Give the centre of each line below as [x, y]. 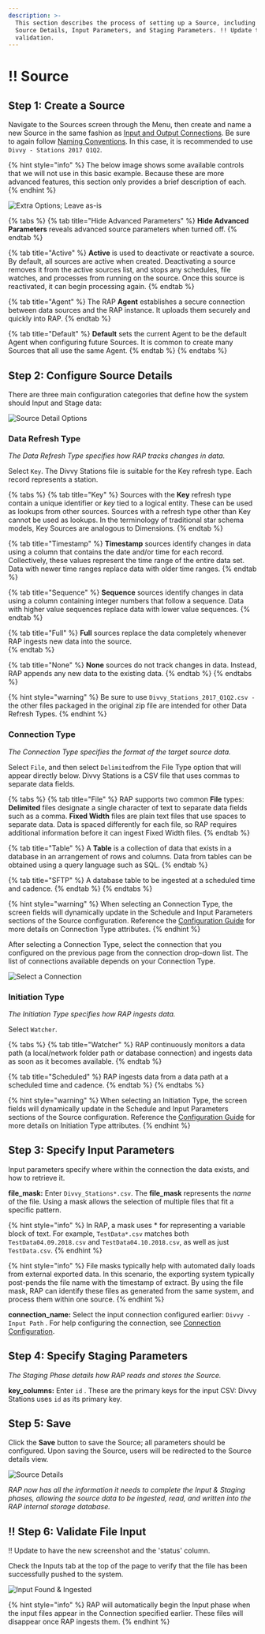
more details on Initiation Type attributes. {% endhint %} [99, 1125]
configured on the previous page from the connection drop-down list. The [128, 952]
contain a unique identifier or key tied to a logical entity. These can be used [131, 503]
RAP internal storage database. [59, 1507]
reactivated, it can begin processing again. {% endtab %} [101, 287]
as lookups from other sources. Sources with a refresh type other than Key [129, 512]
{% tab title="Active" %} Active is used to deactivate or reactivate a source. [131, 253]
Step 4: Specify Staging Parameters [98, 1356]
